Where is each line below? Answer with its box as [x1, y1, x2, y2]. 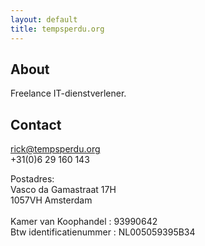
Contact [10, 116, 62, 133]
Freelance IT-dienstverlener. [10, 87, 127, 100]
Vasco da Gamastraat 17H [10, 184, 117, 196]
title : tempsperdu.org [10, 24, 105, 34]
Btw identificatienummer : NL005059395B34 [10, 226, 196, 238]
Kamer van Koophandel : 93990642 [10, 216, 158, 228]
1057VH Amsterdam [10, 194, 93, 206]
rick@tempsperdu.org [10, 143, 101, 155]
